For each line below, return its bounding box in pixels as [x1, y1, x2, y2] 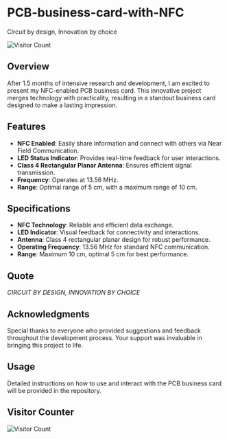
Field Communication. [16, 146, 80, 155]
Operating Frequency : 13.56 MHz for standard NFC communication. [16, 243, 210, 251]
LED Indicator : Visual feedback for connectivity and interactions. [16, 228, 200, 236]
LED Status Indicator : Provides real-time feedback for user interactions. [16, 153, 221, 162]
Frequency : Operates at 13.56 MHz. [16, 175, 119, 183]
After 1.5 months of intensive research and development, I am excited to [7, 79, 210, 87]
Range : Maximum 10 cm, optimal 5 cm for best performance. [16, 250, 189, 258]
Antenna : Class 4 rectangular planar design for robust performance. [16, 236, 210, 244]
